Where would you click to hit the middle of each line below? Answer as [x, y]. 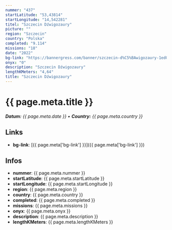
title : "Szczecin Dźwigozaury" [39, 77]
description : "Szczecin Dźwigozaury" [46, 67]
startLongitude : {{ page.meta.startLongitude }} [63, 184]
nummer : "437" [20, 10]
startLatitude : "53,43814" [34, 15]
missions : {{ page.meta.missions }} [50, 206]
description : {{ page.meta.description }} [55, 217]
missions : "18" [21, 48]
